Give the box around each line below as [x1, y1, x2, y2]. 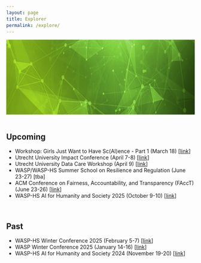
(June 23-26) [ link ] [14, 186, 62, 193]
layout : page [6, 10, 39, 16]
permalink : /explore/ [6, 22, 60, 28]
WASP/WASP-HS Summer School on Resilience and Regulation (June [14, 167, 186, 174]
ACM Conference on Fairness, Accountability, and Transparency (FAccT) [14, 180, 194, 187]
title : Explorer [6, 16, 47, 22]
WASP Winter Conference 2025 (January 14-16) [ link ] [14, 243, 147, 250]
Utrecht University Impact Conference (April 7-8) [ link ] [14, 154, 150, 161]
